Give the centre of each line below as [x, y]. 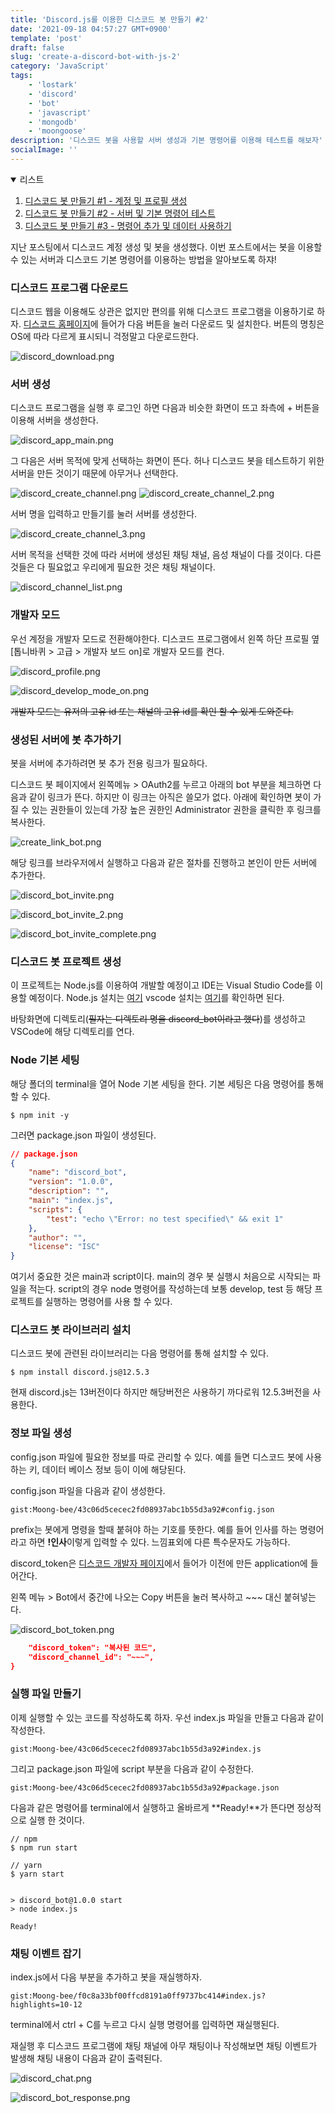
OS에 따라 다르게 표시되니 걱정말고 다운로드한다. [105, 337]
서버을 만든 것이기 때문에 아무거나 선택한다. [94, 473]
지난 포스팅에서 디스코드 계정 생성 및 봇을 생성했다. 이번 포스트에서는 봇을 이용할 [166, 247]
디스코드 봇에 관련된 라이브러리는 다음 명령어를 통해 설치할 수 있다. [139, 1353]
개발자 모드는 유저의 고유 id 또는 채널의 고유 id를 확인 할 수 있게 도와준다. [152, 711]
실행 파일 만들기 [46, 1694]
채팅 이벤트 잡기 [46, 1953]
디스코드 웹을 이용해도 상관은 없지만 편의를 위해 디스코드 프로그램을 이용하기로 [162, 312]
